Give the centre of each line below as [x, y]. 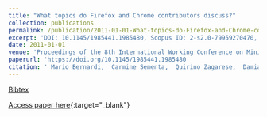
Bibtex [19, 89]
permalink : [26, 30]
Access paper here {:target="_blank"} [69, 104]
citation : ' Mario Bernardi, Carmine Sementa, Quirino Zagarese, [122, 67]
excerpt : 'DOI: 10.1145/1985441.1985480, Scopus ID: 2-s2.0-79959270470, [133, 38]
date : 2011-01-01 [37, 45]
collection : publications [51, 23]
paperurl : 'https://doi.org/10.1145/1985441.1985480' [99, 60]
